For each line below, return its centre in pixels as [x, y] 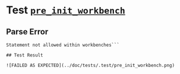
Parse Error [27, 32]
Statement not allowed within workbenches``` [63, 45]
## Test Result [25, 55]
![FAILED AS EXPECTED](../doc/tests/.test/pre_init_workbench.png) [91, 65]
